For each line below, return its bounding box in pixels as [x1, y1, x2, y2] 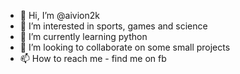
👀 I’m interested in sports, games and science [19, 20, 208, 32]
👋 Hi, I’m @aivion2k [19, 10, 100, 21]
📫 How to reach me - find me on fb [19, 53, 167, 64]
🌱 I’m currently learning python [19, 31, 148, 42]
